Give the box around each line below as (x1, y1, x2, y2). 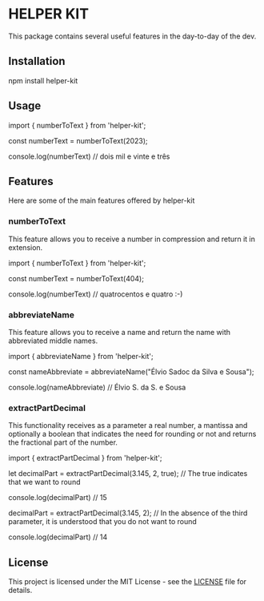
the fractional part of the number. (8, 438, 118, 447)
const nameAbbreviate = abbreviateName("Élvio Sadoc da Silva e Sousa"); (8, 366, 254, 377)
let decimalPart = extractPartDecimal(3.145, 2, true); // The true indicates (8, 469, 248, 478)
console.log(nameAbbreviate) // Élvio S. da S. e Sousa (8, 382, 186, 392)
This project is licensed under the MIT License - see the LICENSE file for (8, 577, 246, 587)
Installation (8, 54, 66, 68)
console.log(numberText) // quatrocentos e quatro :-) (8, 289, 183, 299)
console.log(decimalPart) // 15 (8, 493, 107, 502)
